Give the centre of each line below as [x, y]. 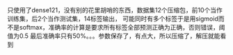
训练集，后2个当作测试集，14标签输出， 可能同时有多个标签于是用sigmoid [113, 19]
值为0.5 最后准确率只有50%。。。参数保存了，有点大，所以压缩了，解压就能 [114, 36]
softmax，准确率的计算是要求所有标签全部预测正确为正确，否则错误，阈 [122, 27]
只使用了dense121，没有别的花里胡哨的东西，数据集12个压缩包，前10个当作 [115, 10]
